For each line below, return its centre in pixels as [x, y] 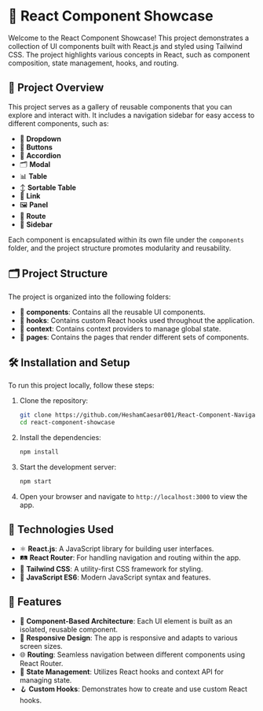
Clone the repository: [54, 401]
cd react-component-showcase [67, 423]
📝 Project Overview [56, 88]
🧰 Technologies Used [61, 530]
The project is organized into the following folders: [89, 296]
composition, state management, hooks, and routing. [93, 63]
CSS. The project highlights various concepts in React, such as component [129, 54]
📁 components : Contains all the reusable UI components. [112, 312]
